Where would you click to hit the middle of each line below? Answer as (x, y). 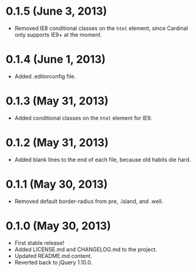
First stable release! (39, 243)
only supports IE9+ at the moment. (58, 34)
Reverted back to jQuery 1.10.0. (53, 262)
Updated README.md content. (53, 255)
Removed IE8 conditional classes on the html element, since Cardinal (101, 28)
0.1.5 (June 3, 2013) (56, 11)
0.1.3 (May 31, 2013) (57, 101)
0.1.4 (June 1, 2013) (56, 60)
